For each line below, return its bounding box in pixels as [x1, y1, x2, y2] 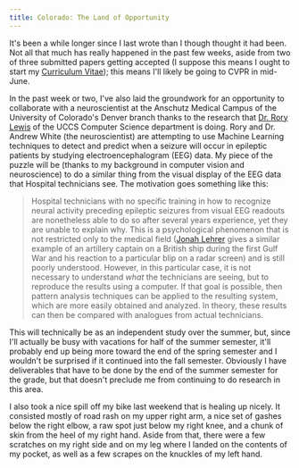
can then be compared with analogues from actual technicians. [30, 309, 263, 320]
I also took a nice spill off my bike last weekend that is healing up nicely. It [9, 401, 281, 412]
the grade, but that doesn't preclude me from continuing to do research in [9, 374, 281, 385]
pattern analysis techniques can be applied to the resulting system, [30, 290, 278, 301]
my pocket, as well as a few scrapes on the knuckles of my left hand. [9, 448, 263, 459]
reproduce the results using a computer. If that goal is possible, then [30, 280, 283, 291]
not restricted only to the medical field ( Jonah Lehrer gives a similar [30, 233, 280, 244]
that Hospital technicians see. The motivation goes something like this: [9, 178, 270, 188]
